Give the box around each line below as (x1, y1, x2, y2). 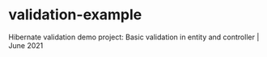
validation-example (8, 6, 142, 24)
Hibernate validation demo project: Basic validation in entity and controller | (8, 32, 260, 42)
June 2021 (8, 40, 44, 50)
